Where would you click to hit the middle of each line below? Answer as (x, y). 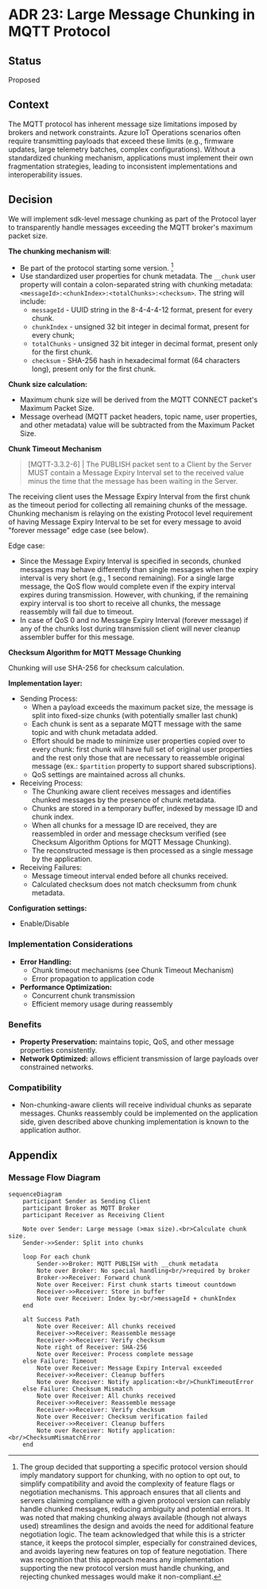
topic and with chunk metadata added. (95, 733)
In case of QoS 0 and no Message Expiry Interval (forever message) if (134, 621)
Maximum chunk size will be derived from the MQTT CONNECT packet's (139, 400)
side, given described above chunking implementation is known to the (134, 1122)
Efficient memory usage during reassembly (102, 1003)
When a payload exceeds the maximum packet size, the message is (143, 707)
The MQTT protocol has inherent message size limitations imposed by (123, 124)
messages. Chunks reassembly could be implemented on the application (139, 1113)
